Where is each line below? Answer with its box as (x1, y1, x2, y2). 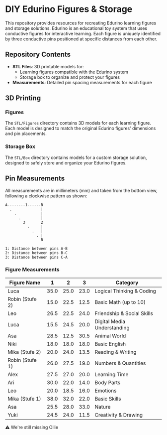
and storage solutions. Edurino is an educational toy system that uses (5, 25, 148, 31)
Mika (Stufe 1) (7, 395, 41, 402)
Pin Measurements (5, 174, 65, 183)
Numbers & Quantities (94, 360, 146, 367)
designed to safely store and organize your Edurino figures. (5, 159, 127, 165)
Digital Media (94, 318, 126, 325)
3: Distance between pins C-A (5, 255, 68, 260)
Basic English (94, 340, 126, 347)
